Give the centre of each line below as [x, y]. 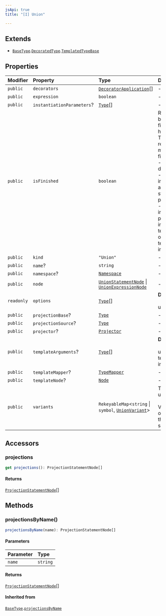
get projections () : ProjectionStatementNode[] [54, 468]
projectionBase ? [52, 315]
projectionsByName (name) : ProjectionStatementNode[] [61, 530]
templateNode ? [49, 380]
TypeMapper [111, 372]
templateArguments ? [56, 352]
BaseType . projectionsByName [34, 608]
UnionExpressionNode [123, 287]
